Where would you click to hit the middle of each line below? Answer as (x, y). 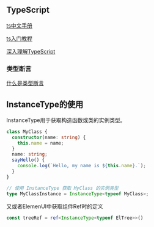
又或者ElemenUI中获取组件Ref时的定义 (55, 206)
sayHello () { (28, 160)
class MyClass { (27, 132)
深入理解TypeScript (31, 51)
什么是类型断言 (25, 83)
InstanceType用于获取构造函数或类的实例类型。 (66, 120)
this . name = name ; (41, 143)
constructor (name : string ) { (49, 137)
